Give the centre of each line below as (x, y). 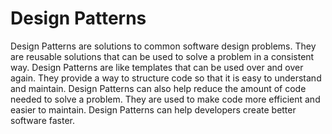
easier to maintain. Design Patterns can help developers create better (153, 109)
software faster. (42, 120)
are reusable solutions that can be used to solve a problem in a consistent (162, 56)
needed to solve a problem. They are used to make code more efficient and (165, 99)
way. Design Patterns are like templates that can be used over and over (157, 67)
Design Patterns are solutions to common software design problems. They (163, 46)
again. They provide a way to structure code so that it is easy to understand (166, 78)
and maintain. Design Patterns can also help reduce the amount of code (158, 88)
